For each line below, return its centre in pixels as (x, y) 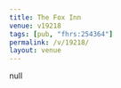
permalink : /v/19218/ (49, 42)
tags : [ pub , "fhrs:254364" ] (61, 34)
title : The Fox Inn (45, 17)
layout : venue (36, 51)
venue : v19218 (36, 26)
